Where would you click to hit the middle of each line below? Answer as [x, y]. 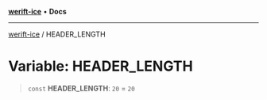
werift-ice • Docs [37, 12]
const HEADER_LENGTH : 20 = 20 [81, 88]
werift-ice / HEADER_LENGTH [57, 34]
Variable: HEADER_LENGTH [101, 66]
